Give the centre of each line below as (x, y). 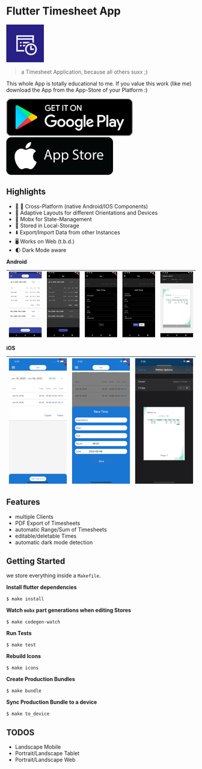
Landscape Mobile (38, 747)
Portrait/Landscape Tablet (47, 753)
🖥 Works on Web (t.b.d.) (45, 241)
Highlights (26, 192)
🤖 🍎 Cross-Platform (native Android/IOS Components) (81, 206)
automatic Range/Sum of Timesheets (61, 529)
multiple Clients (34, 516)
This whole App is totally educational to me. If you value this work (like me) (99, 83)
